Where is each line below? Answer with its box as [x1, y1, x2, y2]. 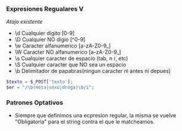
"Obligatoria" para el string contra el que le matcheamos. [14, 118, 155, 126]
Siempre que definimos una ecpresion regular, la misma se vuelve [14, 112, 177, 119]
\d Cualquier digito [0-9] [14, 30, 75, 37]
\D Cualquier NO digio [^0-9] [14, 36, 86, 43]
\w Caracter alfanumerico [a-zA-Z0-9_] [14, 42, 111, 49]
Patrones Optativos [6, 98, 64, 107]
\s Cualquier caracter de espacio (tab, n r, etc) [14, 55, 128, 62]
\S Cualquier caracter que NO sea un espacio [14, 61, 127, 68]
